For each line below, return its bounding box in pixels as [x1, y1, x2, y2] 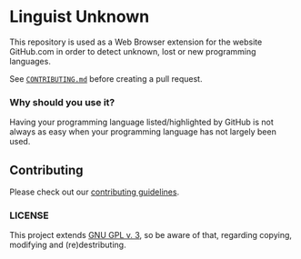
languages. [9, 55, 52, 66]
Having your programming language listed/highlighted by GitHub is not [9, 116, 275, 128]
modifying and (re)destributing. [9, 239, 126, 251]
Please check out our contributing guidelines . [9, 186, 180, 197]
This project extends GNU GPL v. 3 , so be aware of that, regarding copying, [9, 230, 293, 241]
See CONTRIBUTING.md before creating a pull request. [9, 73, 203, 84]
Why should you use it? [9, 95, 115, 108]
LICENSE [9, 209, 50, 222]
